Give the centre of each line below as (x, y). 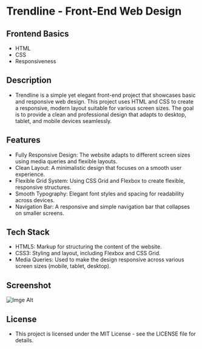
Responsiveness (35, 61)
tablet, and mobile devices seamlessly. (63, 121)
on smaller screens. (40, 213)
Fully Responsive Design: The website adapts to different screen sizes (103, 155)
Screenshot (29, 285)
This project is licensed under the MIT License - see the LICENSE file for (105, 334)
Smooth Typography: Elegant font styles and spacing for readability (99, 194)
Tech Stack (28, 232)
